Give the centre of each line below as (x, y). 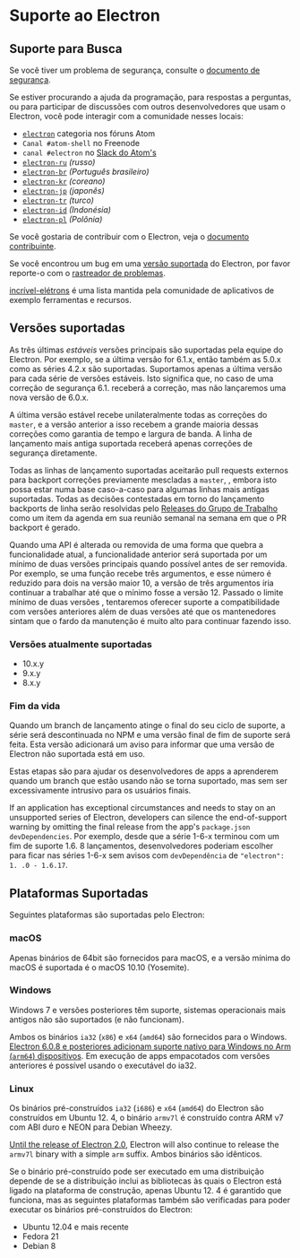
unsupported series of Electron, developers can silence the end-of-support (148, 818)
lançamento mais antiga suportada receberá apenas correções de (131, 443)
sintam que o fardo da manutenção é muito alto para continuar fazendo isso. (150, 620)
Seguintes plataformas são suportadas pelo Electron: (107, 915)
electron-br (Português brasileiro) (86, 172)
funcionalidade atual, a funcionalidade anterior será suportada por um (138, 554)
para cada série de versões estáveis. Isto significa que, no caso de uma (141, 378)
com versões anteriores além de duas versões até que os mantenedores (143, 612)
